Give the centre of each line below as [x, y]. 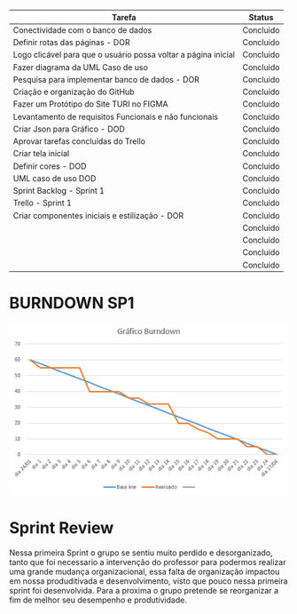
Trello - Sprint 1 [43, 203]
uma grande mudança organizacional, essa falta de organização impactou [145, 571]
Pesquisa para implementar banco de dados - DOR [106, 79]
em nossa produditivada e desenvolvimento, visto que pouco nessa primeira [148, 581]
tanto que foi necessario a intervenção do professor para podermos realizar [148, 562]
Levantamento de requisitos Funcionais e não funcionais [116, 116]
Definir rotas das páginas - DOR [71, 42]
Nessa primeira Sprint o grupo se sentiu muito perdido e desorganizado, [141, 553]
